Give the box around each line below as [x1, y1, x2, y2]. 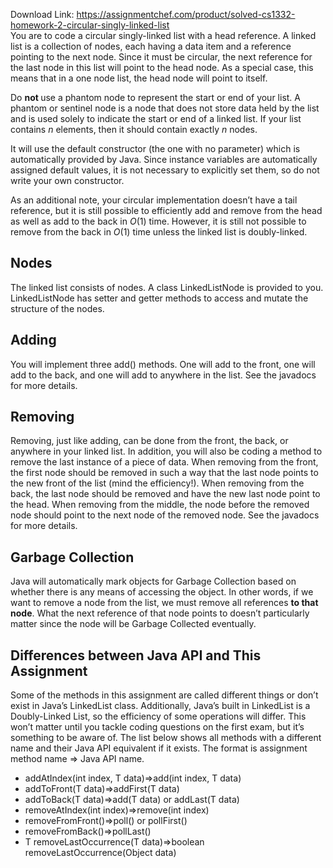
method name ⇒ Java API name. [10, 753, 145, 765]
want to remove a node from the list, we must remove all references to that [10, 597, 319, 609]
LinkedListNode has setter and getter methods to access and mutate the [10, 292, 309, 304]
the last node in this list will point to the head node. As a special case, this [10, 62, 314, 73]
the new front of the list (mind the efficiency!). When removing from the [10, 477, 305, 489]
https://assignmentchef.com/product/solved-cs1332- [76, 9, 296, 20]
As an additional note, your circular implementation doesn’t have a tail [10, 194, 298, 206]
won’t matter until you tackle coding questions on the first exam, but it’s [10, 721, 305, 733]
